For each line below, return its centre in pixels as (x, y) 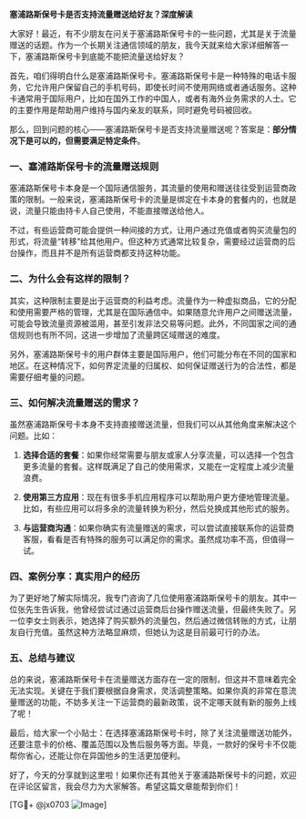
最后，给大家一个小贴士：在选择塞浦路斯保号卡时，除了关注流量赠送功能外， (153, 733)
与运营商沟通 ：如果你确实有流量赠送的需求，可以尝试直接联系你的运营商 (158, 527)
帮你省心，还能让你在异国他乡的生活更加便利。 (97, 756)
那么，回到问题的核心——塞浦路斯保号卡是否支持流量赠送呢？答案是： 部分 (149, 129)
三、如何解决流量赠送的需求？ (75, 403)
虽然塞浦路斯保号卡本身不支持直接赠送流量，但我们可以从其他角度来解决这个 (153, 424)
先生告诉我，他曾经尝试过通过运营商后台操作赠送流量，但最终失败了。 (157, 609)
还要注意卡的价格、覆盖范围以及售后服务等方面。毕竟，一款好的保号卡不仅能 (153, 744)
